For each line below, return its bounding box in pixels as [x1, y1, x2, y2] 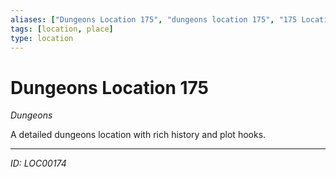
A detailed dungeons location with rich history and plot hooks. [10, 129, 267, 141]
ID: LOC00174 [10, 157, 67, 170]
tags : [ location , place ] [10, 24, 114, 34]
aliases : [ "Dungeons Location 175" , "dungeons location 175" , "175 [10, 14, 298, 25]
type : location [10, 33, 74, 43]
